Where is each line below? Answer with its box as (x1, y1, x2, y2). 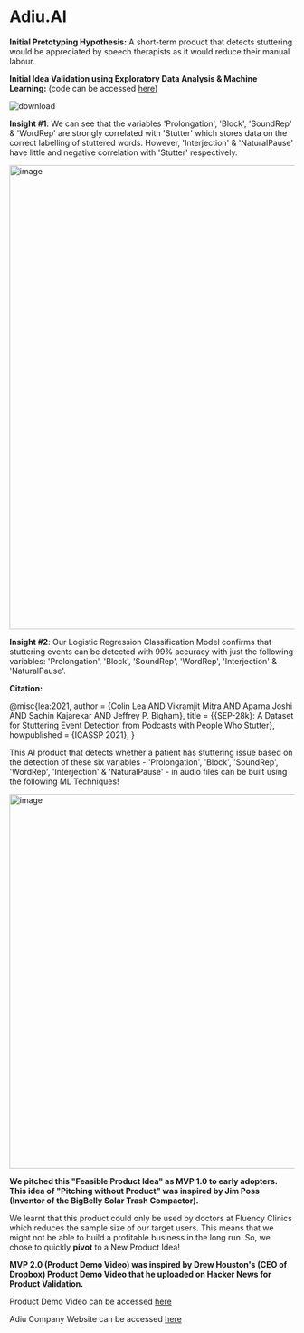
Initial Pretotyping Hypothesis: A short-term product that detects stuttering (9, 36, 293, 47)
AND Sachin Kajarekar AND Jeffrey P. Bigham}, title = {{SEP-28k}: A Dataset (9, 710, 294, 720)
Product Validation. (9, 1278, 84, 1289)
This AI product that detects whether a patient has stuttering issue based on (9, 747, 293, 758)
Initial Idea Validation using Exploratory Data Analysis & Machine (9, 73, 258, 83)
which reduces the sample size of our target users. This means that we (9, 1222, 274, 1233)
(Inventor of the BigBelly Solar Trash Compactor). (9, 1195, 199, 1206)
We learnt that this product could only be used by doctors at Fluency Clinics (9, 1212, 292, 1223)
